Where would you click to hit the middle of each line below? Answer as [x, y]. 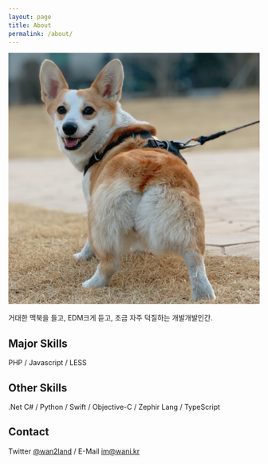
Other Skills [38, 388]
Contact [29, 432]
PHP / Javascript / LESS [48, 363]
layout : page [30, 17]
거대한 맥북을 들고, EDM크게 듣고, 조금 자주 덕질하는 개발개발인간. [110, 318]
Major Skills [38, 343]
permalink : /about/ [41, 33]
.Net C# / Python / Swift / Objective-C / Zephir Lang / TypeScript [114, 407]
